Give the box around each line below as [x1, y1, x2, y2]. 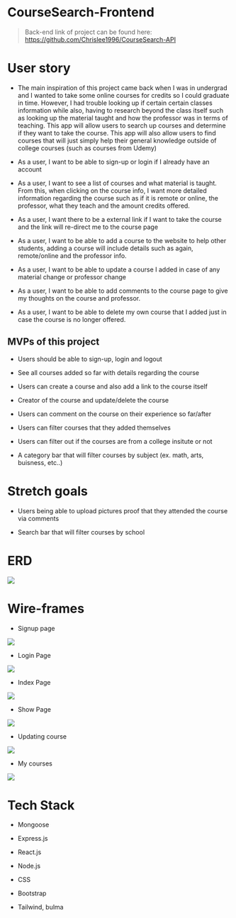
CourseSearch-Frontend [7, 4, 154, 21]
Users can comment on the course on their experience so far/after [17, 409, 212, 418]
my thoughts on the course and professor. [17, 293, 141, 302]
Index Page [17, 678, 51, 686]
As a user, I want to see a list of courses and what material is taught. [17, 179, 218, 187]
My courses [17, 759, 53, 768]
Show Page [17, 705, 52, 713]
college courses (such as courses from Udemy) [17, 143, 157, 152]
